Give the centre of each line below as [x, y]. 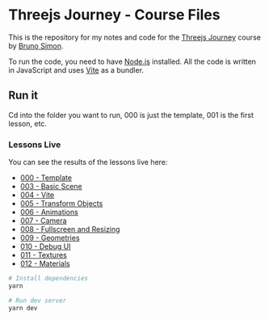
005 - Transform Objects [61, 204]
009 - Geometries [50, 238]
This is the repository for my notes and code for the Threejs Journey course [134, 37]
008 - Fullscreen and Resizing [70, 229]
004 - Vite [37, 195]
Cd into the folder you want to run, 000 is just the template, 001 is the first [131, 115]
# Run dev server [38, 301]
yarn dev [23, 308]
